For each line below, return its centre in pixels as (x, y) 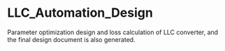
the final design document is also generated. (71, 39)
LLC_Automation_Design (80, 13)
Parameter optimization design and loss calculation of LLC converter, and (113, 32)
